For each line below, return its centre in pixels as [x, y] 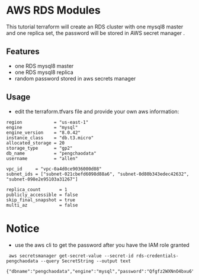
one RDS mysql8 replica [44, 72]
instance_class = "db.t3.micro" [50, 138]
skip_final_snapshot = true [41, 200]
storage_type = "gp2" [39, 148]
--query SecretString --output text [86, 261]
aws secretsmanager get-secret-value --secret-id [71, 256]
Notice [23, 228]
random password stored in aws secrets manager [75, 78]
